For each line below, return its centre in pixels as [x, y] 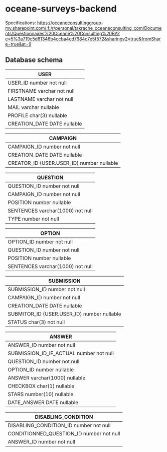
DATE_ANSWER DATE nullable [43, 402]
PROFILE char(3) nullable [37, 115]
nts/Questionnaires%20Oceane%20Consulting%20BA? [63, 33]
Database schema [34, 60]
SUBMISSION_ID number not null [46, 289]
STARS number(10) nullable [41, 394]
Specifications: [21, 23]
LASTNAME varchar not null [41, 99]
